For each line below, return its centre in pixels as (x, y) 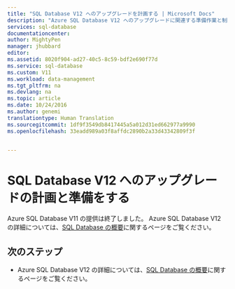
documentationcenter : (39, 33)
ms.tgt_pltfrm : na (34, 86)
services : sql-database (42, 27)
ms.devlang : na (29, 92)
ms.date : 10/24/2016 (37, 105)
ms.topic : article (34, 99)
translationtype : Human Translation (60, 118)
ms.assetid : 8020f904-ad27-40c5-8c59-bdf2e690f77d (83, 60)
